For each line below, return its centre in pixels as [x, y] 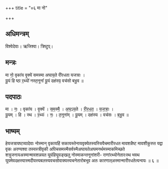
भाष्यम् [13, 131]
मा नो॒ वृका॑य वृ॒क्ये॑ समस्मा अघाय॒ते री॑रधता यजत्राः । [45, 75]
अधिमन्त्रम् [17, 34]
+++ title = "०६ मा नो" [26, 8]
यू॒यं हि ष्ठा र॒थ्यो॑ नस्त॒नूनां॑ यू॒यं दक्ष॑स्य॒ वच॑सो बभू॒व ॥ [44, 80]
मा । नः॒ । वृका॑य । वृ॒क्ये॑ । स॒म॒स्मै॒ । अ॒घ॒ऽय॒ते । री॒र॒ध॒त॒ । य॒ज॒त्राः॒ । [59, 109]
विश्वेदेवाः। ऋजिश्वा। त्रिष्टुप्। [29, 46]
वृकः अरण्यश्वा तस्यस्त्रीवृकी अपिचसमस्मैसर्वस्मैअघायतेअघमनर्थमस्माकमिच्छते [65, 149]
